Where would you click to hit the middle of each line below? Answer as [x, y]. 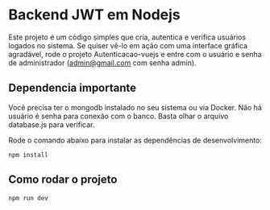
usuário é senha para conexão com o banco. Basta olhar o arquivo [118, 116]
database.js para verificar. [52, 124]
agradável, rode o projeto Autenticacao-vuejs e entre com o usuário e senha [135, 54]
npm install [28, 154]
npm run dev [28, 198]
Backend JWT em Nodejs [94, 15]
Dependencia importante [73, 88]
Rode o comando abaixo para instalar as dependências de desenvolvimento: [135, 140]
